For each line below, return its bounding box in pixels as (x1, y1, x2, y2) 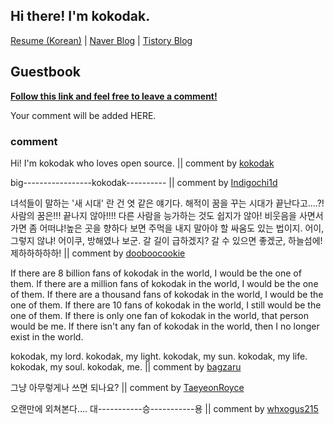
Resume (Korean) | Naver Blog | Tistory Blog (10, 34, 193, 46)
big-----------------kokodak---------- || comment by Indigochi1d (10, 176, 278, 188)
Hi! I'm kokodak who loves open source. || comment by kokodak (10, 157, 275, 169)
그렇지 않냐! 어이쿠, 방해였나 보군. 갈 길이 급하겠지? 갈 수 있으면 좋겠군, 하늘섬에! (10, 234, 323, 246)
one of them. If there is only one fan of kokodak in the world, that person (10, 309, 309, 321)
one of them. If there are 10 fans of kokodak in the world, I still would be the (10, 299, 322, 311)
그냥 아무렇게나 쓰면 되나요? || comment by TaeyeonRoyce (10, 381, 245, 393)
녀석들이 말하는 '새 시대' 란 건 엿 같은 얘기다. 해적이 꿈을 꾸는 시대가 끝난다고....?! (10, 197, 325, 209)
